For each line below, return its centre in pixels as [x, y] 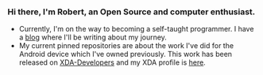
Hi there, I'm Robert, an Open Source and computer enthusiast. [131, 12]
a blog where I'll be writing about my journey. [93, 37]
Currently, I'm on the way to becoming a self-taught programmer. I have [136, 29]
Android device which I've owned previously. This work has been [125, 54]
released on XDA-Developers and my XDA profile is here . [112, 62]
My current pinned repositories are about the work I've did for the [126, 46]
